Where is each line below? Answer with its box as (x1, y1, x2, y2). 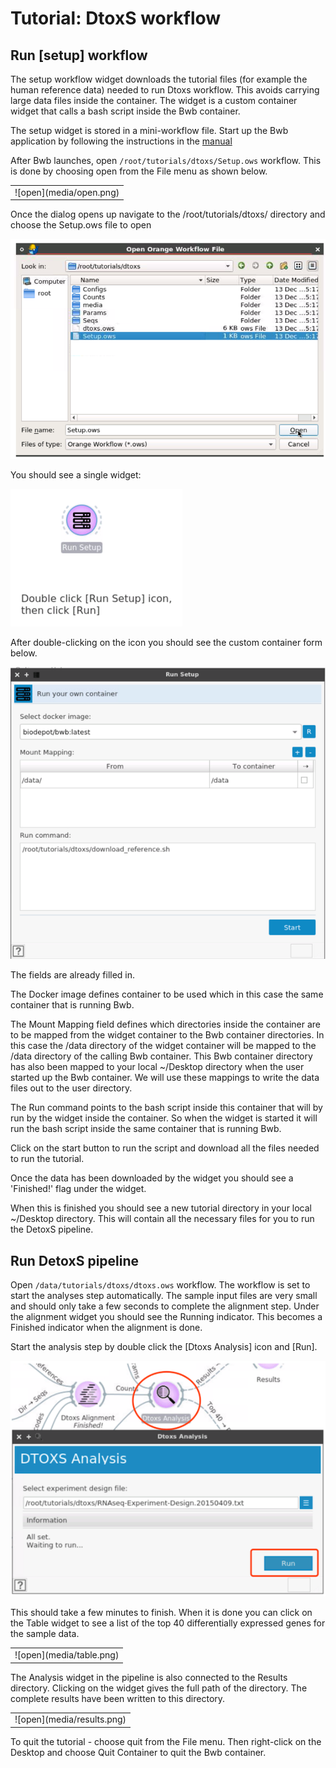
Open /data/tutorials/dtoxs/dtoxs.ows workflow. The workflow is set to (10, 1279, 311, 1291)
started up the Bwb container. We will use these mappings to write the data (10, 1072, 320, 1084)
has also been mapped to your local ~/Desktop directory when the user (10, 1061, 305, 1073)
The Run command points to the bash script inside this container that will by (10, 1102, 323, 1114)
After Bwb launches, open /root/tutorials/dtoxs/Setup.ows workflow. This (10, 155, 322, 166)
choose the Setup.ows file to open (10, 219, 152, 231)
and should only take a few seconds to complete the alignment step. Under (10, 1300, 320, 1312)
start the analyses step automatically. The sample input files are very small (10, 1290, 318, 1302)
